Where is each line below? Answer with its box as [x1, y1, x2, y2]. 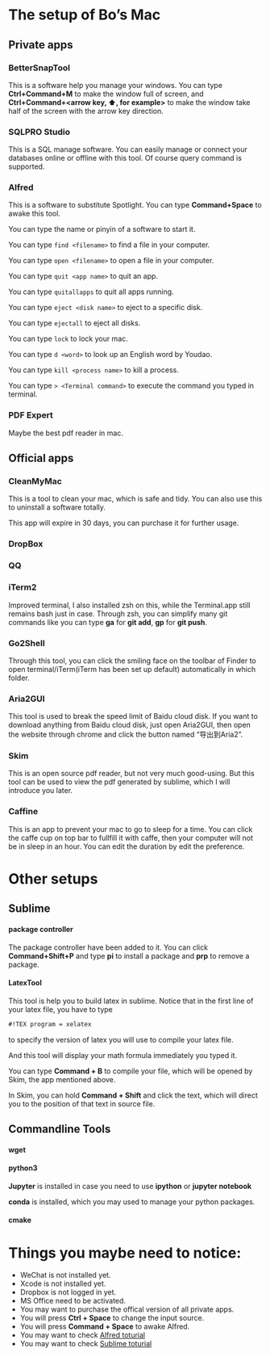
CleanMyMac [8, 476, 62, 487]
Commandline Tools [8, 1123, 111, 1136]
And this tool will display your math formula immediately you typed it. [8, 1050, 238, 1060]
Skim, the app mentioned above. [8, 1074, 116, 1084]
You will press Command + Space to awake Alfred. [19, 1322, 190, 1332]
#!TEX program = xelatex [8, 1020, 92, 1028]
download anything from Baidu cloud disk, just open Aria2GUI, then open [8, 720, 251, 730]
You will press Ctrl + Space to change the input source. [19, 1313, 205, 1323]
